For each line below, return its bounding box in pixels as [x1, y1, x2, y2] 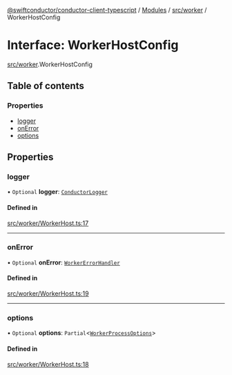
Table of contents [7, 80, 84, 92]
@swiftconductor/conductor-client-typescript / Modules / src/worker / [7, 6, 207, 14]
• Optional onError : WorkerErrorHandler [7, 258, 121, 267]
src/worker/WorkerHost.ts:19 [7, 289, 89, 298]
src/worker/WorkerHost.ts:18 [7, 360, 89, 368]
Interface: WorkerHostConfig [7, 37, 179, 53]
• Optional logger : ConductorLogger [7, 188, 108, 196]
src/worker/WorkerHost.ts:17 [7, 219, 89, 227]
